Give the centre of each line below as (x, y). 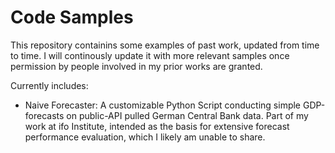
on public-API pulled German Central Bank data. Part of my (187, 115)
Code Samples (72, 17)
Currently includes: (49, 85)
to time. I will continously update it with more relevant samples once (150, 55)
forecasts (44, 115)
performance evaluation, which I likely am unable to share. (145, 137)
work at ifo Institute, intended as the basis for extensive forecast (157, 126)
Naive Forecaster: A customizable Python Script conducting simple (163, 105)
